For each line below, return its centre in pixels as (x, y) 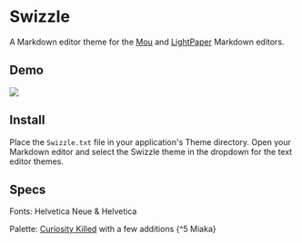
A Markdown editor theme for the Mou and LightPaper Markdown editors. (147, 42)
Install (27, 120)
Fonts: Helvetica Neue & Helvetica (73, 211)
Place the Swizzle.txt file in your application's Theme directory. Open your (150, 141)
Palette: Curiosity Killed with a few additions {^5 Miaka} (113, 229)
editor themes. (37, 161)
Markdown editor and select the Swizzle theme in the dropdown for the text (151, 151)
